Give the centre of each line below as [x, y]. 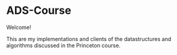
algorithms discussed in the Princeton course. [63, 45]
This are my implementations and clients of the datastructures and [89, 39]
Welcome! [19, 27]
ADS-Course [39, 11]
